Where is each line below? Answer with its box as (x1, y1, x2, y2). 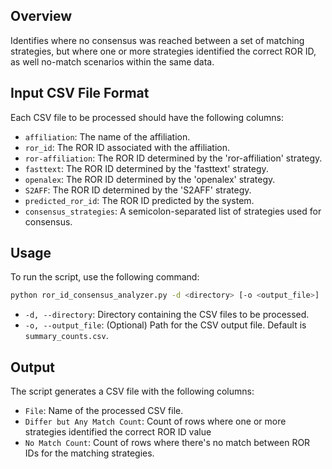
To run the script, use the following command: (10, 271, 200, 283)
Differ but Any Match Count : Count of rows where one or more (24, 415, 287, 428)
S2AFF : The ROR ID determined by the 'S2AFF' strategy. (24, 184, 252, 196)
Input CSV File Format (10, 85, 150, 102)
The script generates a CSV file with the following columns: (10, 385, 255, 398)
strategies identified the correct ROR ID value (24, 426, 212, 438)
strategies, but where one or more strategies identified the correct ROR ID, (10, 45, 317, 57)
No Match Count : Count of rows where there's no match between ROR (24, 437, 311, 449)
